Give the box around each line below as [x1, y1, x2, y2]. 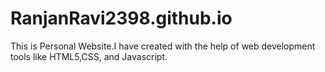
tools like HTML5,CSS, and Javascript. [10, 50, 168, 62]
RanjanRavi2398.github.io [10, 7, 233, 30]
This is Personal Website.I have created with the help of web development [10, 40, 316, 52]
